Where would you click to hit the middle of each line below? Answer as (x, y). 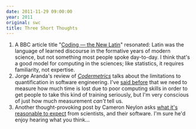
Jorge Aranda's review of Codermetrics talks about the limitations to (98, 76)
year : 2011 (19, 17)
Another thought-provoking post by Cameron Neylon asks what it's (96, 107)
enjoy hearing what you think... (52, 120)
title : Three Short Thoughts (42, 28)
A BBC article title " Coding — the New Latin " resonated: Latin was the (99, 45)
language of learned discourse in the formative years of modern (93, 51)
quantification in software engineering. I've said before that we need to (101, 82)
